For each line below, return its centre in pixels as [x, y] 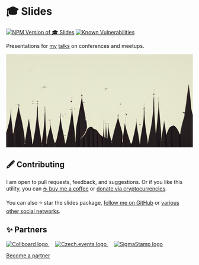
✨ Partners [27, 230]
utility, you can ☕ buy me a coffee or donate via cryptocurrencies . [86, 188]
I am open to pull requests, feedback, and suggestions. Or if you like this [94, 182]
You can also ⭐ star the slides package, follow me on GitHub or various [93, 202]
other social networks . [33, 211]
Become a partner [28, 256]
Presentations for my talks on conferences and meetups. [75, 46]
